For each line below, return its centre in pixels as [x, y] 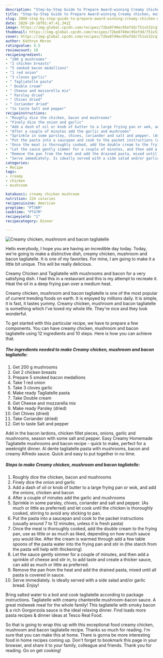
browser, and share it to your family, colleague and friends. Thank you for [79, 645]
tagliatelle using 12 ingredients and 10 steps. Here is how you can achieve [79, 333]
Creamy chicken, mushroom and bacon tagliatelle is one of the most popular [81, 293]
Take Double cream [32, 398]
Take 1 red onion [29, 382]
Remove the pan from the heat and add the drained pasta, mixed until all [84, 570]
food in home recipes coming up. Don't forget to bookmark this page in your [81, 640]
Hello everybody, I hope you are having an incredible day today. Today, [76, 248]
